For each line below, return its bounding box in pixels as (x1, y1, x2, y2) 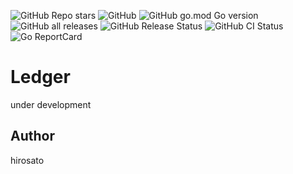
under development (10, 98, 92, 110)
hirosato (10, 154, 45, 166)
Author (10, 128, 55, 145)
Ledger (10, 66, 71, 89)
